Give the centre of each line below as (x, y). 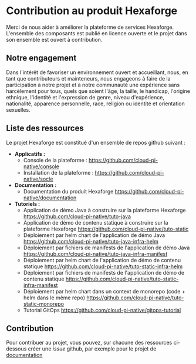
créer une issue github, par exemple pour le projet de (92, 349)
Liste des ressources (45, 128)
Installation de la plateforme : (58, 172)
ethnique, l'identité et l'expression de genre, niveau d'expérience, (85, 97)
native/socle (38, 179)
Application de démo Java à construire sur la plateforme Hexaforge (104, 210)
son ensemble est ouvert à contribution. (54, 39)
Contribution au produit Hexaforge (92, 11)
